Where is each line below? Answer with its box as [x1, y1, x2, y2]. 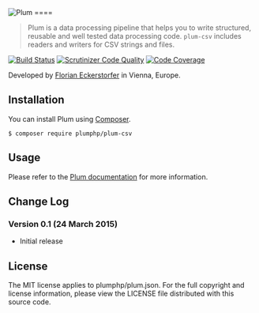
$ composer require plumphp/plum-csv [8, 130, 133, 138]
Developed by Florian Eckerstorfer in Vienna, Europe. [8, 70, 181, 80]
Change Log [8, 195, 69, 209]
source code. [8, 297, 51, 307]
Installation [8, 93, 65, 107]
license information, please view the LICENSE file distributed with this [8, 288, 235, 299]
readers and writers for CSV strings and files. [27, 40, 175, 49]
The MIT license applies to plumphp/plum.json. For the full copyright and [8, 281, 245, 290]
